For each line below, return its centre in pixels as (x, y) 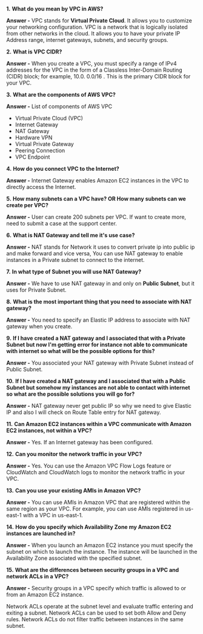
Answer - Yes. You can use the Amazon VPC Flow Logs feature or (89, 466)
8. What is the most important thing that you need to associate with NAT (99, 301)
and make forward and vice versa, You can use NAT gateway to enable (95, 253)
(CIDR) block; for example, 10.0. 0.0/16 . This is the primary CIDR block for (98, 76)
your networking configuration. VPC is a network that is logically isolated (97, 27)
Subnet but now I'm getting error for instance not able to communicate (97, 345)
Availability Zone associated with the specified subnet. (74, 558)
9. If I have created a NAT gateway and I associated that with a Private (96, 338)
